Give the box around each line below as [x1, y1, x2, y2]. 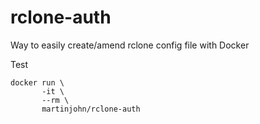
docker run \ [10, 77, 65, 88]
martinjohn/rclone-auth [41, 104, 141, 114]
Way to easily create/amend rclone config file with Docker [10, 39, 250, 51]
